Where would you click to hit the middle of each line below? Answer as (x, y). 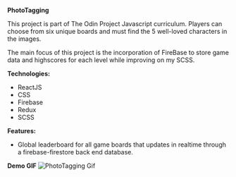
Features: (22, 131)
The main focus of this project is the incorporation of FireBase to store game (118, 53)
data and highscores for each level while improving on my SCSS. (101, 60)
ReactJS (30, 87)
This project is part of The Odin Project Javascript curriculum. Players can (115, 24)
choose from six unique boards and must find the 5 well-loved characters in (117, 31)
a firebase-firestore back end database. (75, 152)
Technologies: (29, 74)
